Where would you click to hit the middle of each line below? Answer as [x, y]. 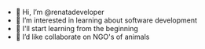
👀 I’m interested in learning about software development [106, 20]
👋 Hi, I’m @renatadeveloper [60, 12]
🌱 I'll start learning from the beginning [77, 28]
